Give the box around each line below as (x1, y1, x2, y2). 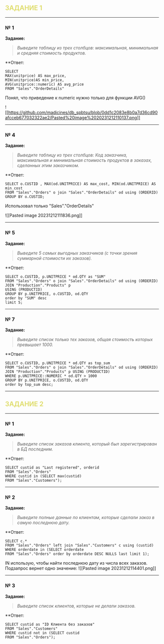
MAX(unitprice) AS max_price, (5, 74, 67, 78)
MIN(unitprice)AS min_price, (5, 78, 64, 83)
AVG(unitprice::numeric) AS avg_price (5, 82, 84, 87)
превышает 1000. (17, 342, 54, 347)
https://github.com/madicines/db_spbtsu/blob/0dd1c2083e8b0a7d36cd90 (8, 110, 158, 116)
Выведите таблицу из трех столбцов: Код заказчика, (17, 152, 128, 158)
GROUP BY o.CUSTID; (5, 195, 45, 199)
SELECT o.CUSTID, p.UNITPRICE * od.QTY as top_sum (5, 361, 110, 366)
